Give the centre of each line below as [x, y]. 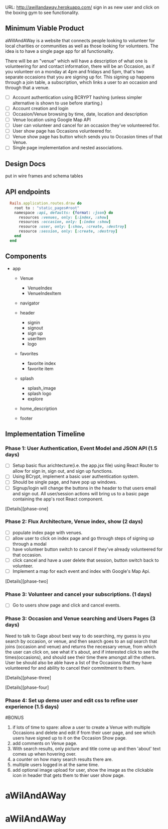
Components [26, 256]
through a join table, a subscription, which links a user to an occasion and [81, 82]
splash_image [42, 388]
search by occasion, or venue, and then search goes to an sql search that [81, 641]
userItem [37, 338]
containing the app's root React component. [58, 499]
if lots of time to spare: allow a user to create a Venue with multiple [81, 728]
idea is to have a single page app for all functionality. [60, 51]
